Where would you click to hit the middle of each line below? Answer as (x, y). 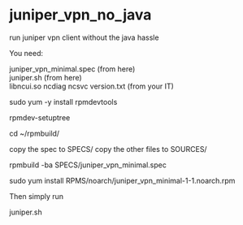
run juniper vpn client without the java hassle (84, 37)
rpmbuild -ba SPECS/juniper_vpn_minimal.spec (88, 165)
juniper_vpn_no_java (80, 15)
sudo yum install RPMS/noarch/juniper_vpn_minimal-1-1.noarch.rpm (122, 180)
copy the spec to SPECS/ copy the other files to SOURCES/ (108, 149)
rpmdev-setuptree (40, 117)
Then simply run (37, 196)
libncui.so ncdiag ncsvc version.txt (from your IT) (91, 86)
